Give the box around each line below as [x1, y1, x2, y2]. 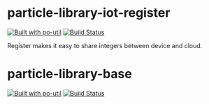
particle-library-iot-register [7, 5, 171, 21]
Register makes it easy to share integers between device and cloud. [7, 41, 203, 50]
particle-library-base [7, 66, 133, 82]
